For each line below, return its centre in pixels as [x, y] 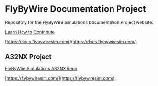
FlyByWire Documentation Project [76, 9]
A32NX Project [28, 57]
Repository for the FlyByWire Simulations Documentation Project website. [79, 22]
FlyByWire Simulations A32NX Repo [41, 68]
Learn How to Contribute [30, 32]
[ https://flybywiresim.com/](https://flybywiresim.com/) [60, 78]
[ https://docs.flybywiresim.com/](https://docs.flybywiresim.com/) [71, 41]
